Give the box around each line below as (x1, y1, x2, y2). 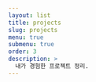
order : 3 (8, 48, 37, 55)
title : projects (8, 19, 61, 27)
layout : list (8, 11, 51, 20)
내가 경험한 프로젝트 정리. (15, 62, 89, 70)
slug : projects (8, 26, 58, 34)
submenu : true (8, 41, 55, 48)
